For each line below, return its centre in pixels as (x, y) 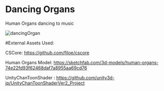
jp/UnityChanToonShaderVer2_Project (45, 83)
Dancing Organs (40, 9)
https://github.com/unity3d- (85, 77)
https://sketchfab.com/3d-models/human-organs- (106, 62)
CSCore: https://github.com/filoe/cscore (47, 53)
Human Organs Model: (29, 62)
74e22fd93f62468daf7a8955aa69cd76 (46, 68)
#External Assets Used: (30, 43)
